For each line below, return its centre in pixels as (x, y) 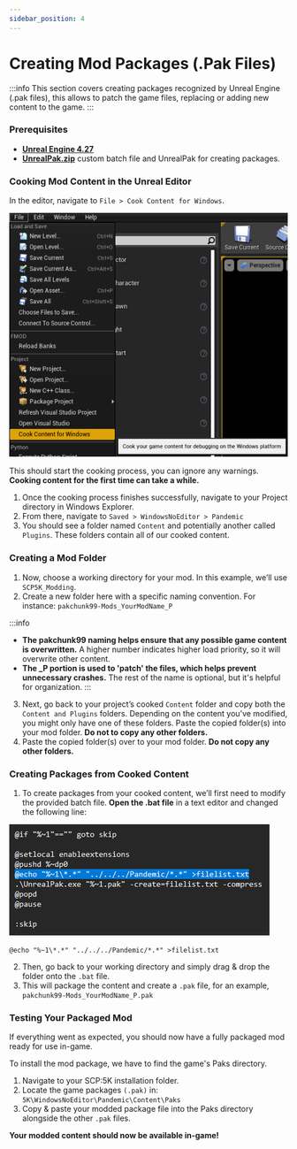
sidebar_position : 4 (47, 19)
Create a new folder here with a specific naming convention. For (139, 596)
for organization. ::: (57, 686)
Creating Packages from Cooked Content (99, 774)
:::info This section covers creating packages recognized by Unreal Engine (145, 88)
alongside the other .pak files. (76, 1118)
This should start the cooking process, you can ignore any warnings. (134, 471)
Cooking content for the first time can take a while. (104, 480)
